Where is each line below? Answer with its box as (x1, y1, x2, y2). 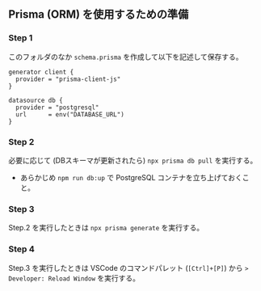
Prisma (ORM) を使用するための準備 (8, 7, 189, 22)
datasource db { (8, 96, 63, 104)
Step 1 (8, 32, 33, 44)
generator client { (8, 68, 74, 76)
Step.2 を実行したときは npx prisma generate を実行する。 (8, 223, 204, 233)
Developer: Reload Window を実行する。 (8, 273, 140, 283)
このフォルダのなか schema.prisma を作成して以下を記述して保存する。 (8, 52, 244, 61)
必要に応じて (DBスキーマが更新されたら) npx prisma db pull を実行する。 (8, 155, 258, 165)
